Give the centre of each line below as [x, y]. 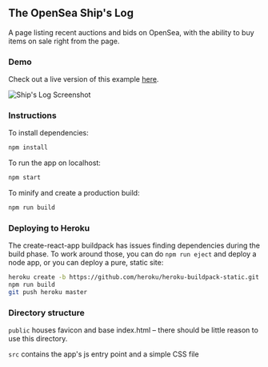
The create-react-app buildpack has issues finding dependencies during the [134, 246]
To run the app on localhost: [55, 163]
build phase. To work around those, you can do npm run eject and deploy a [132, 254]
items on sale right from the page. [64, 41]
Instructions [33, 115]
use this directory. [38, 339]
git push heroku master [48, 292]
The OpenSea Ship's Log [71, 13]
